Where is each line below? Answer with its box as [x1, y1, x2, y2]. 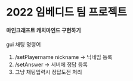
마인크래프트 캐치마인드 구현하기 [6, 26, 81, 33]
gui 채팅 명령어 [6, 41, 41, 48]
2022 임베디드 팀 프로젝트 [6, 5, 127, 19]
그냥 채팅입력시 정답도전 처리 [14, 68, 82, 76]
